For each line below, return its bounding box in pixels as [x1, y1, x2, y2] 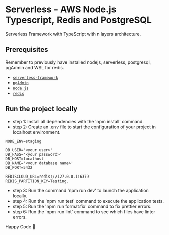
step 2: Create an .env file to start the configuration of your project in [12, 124, 156, 130]
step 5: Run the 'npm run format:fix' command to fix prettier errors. [12, 203, 152, 209]
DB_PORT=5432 [5, 165, 33, 170]
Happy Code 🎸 [5, 223, 36, 230]
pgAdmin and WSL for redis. [5, 64, 64, 70]
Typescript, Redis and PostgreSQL [5, 14, 152, 26]
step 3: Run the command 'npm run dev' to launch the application [12, 187, 149, 193]
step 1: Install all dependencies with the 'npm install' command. [12, 118, 144, 124]
